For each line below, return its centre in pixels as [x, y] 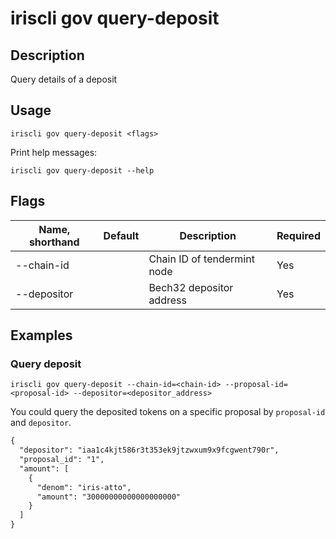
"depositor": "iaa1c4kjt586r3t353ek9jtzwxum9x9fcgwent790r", [149, 450]
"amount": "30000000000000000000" [109, 497]
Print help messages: [54, 152]
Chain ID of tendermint [201, 259]
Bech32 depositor [191, 287]
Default [121, 235]
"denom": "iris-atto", [84, 487]
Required [298, 235]
